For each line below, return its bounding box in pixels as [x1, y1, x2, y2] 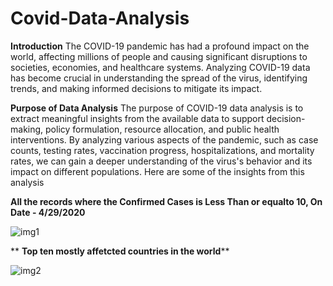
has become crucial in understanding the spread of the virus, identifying [10, 72, 308, 84]
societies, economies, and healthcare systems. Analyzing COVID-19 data [10, 61, 311, 73]
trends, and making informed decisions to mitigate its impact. [10, 82, 263, 94]
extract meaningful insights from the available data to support [10, 112, 265, 124]
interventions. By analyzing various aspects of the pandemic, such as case [10, 133, 319, 146]
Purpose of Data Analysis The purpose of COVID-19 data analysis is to [10, 102, 304, 114]
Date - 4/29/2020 [10, 206, 86, 218]
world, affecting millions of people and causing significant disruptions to [10, 50, 308, 62]
